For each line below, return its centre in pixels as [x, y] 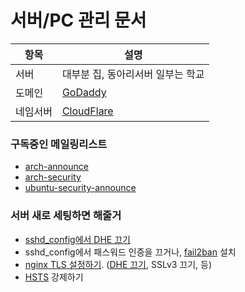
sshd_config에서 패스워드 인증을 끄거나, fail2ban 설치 [130, 252]
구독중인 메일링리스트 [59, 144]
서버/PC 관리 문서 [78, 20]
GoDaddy [84, 92]
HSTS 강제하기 [54, 277]
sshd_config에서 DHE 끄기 [77, 239]
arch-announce [56, 167]
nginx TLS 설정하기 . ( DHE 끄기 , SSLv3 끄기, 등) [118, 264]
